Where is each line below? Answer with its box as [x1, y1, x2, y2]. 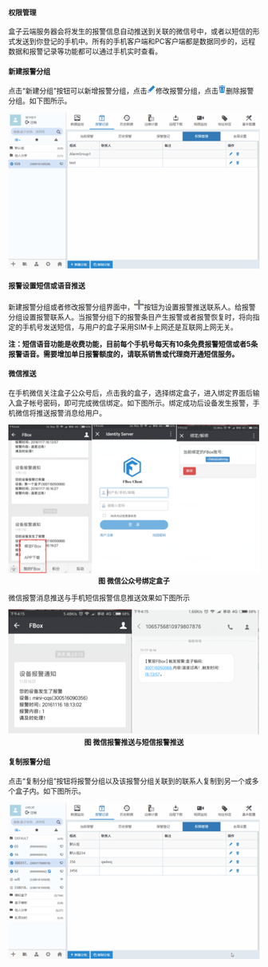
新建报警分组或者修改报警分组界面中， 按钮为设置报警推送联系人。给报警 [8, 302, 256, 312]
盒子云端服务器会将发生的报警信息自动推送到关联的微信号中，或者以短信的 [8, 26, 253, 36]
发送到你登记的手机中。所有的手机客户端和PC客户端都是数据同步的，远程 [14, 37, 256, 46]
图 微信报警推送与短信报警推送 [84, 737, 184, 746]
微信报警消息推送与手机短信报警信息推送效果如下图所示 [8, 593, 190, 603]
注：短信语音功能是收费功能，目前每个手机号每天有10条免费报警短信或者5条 [8, 339, 258, 348]
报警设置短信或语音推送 [8, 281, 85, 291]
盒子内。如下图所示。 [14, 786, 85, 796]
